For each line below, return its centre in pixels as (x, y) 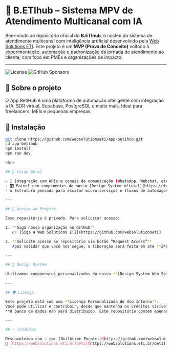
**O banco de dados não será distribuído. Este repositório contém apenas (87, 311)
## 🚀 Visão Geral (24, 172)
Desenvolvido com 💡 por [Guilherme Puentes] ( (55, 339)
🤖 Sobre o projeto (33, 88)
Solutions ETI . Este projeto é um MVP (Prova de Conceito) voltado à (77, 46)
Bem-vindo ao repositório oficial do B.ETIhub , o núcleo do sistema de (79, 35)
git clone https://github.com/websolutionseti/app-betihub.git (74, 139)
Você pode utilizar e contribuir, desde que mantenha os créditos (78, 306)
